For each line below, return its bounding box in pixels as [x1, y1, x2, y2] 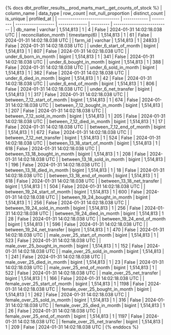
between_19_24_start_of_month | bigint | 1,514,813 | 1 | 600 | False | [5, 189, 145, 194]
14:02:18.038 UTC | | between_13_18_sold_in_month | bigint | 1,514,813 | [17, 156, 166, 162]
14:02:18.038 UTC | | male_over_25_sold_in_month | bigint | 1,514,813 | [17, 248, 164, 254]
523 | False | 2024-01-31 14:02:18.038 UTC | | [5, 237, 101, 243]
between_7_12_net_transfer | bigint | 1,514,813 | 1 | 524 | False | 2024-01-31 [5, 135, 161, 141]
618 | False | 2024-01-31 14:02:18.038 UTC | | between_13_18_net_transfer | [5, 178, 162, 184]
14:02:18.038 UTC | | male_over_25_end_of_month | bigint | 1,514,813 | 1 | [5, 265, 157, 270]
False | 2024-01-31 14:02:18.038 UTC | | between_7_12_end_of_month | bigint [5, 124, 166, 130]
